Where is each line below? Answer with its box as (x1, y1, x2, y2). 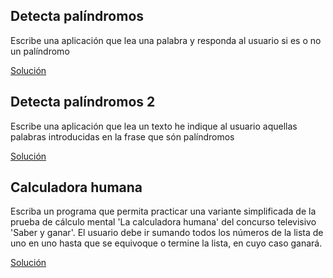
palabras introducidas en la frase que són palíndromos (10, 130, 235, 143)
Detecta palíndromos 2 (10, 94, 156, 111)
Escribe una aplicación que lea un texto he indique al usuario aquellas (10, 120, 298, 132)
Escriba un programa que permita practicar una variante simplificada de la (10, 205, 317, 218)
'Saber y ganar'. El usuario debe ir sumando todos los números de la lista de (10, 227, 324, 239)
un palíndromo (10, 45, 70, 57)
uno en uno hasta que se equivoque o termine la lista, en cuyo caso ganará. (10, 237, 323, 249)
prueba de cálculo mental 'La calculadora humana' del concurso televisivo (10, 216, 317, 228)
